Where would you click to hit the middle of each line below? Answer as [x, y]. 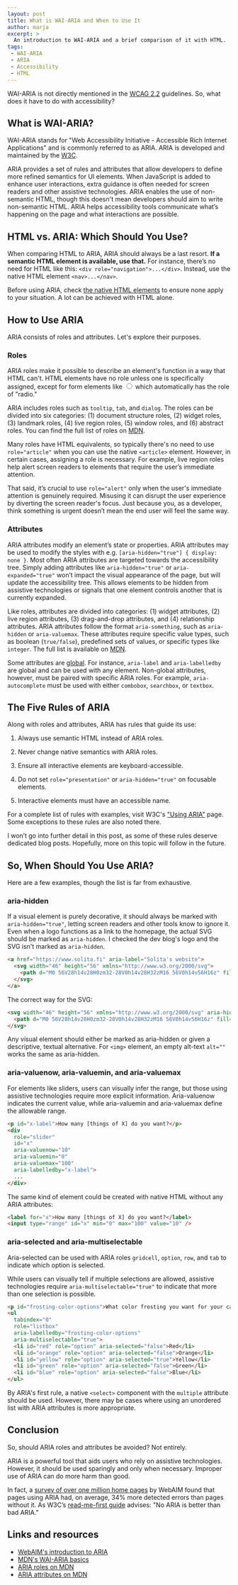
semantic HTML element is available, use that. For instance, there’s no [112, 261]
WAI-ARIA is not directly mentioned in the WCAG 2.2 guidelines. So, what [114, 94]
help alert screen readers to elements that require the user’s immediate [111, 467]
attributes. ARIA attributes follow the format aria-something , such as [107, 626]
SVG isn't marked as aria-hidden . [56, 947]
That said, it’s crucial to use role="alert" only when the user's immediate [114, 488]
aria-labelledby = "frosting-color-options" [77, 1333]
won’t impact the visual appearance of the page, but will [138, 574]
